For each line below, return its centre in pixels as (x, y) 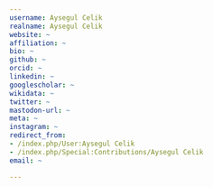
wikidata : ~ (32, 93)
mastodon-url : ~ (40, 110)
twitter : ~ (30, 102)
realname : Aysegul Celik (56, 26)
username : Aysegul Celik (56, 18)
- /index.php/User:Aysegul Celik (72, 144)
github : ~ (28, 60)
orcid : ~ (26, 69)
